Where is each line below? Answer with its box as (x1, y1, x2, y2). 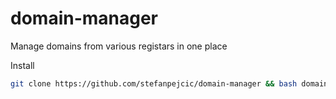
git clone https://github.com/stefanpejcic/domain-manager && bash (10, 78, 298, 89)
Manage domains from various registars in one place (10, 40, 228, 52)
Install (10, 59, 35, 71)
